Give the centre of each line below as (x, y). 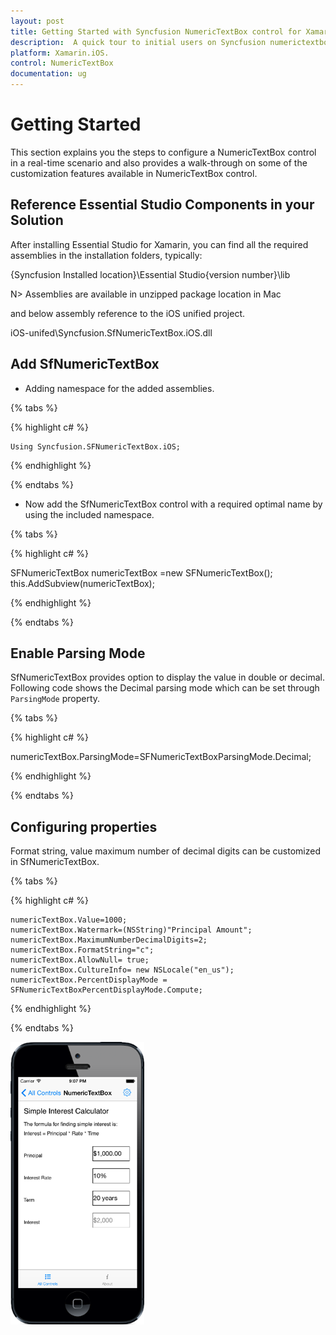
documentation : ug (48, 74)
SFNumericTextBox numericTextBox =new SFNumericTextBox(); (141, 572)
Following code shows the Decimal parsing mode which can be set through (165, 688)
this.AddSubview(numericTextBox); (82, 583)
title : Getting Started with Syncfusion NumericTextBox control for (156, 31)
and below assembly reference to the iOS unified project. (128, 313)
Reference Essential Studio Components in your (162, 205)
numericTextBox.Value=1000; (69, 920)
